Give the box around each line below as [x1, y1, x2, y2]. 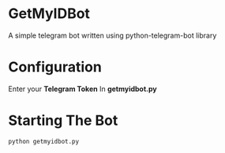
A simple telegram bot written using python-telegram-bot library [8, 31, 217, 40]
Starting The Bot [8, 111, 118, 129]
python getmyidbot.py [8, 137, 80, 145]
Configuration [8, 58, 103, 76]
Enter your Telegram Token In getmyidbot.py [8, 84, 158, 93]
